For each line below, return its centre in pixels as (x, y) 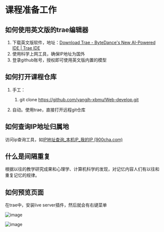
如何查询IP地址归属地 (37, 127)
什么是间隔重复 (28, 157)
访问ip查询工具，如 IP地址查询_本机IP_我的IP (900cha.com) (64, 139)
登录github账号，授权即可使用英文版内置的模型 (59, 60)
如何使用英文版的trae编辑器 (47, 30)
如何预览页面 (24, 192)
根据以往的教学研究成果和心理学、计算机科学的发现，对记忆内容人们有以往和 (82, 169)
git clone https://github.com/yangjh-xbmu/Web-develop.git (79, 99)
